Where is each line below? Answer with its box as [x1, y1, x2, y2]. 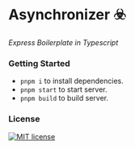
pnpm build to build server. [19, 93, 109, 103]
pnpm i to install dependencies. [19, 77, 124, 86]
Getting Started [8, 57, 70, 68]
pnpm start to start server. [19, 85, 108, 94]
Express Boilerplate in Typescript [8, 37, 119, 48]
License [8, 114, 40, 125]
